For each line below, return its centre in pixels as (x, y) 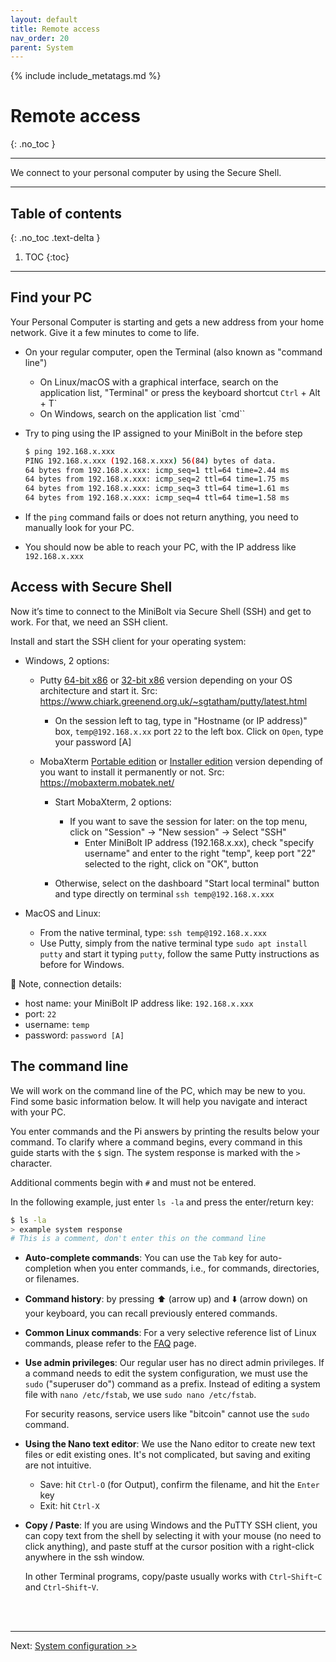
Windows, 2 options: (67, 660)
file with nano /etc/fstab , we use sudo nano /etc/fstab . (140, 1395)
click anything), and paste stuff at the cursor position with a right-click (169, 1547)
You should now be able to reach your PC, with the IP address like (160, 547)
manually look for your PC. (79, 528)
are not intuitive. (58, 1465)
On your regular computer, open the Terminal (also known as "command (173, 352)
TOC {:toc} (47, 257)
